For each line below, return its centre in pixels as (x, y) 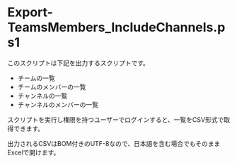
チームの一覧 (36, 78)
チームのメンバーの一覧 (52, 86)
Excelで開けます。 (34, 152)
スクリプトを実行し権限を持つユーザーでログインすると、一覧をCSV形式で (116, 119)
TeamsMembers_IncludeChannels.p (116, 27)
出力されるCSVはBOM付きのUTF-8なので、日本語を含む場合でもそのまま (114, 143)
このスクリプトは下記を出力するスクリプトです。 (79, 63)
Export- (30, 12)
